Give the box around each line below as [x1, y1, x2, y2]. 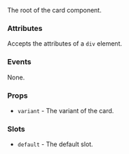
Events [7, 57, 32, 67]
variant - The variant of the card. [17, 106, 114, 115]
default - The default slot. [17, 140, 93, 148]
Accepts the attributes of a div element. [7, 39, 123, 48]
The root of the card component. [7, 6, 102, 14]
